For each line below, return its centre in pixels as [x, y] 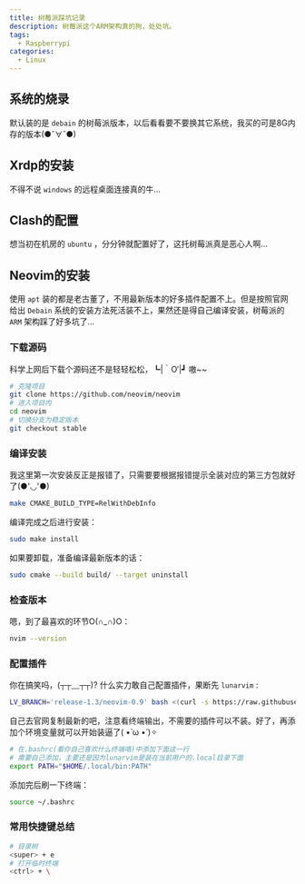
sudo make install [44, 539]
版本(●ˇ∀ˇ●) [51, 134]
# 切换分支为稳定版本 [44, 420]
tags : [20, 35]
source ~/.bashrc [42, 802]
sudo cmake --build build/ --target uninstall [99, 575]
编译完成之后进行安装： [53, 521]
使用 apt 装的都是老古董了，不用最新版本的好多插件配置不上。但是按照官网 [149, 299]
